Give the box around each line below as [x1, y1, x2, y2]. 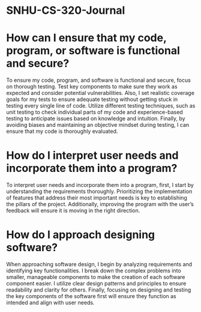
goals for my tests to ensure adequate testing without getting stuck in [6, 96, 178, 103]
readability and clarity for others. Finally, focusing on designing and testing [6, 286, 191, 293]
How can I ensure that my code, [6, 31, 167, 45]
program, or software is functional [6, 44, 180, 58]
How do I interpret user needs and [6, 148, 179, 162]
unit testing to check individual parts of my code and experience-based [6, 109, 183, 116]
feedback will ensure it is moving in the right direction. [6, 207, 140, 214]
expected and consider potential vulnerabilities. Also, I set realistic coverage [6, 90, 195, 97]
